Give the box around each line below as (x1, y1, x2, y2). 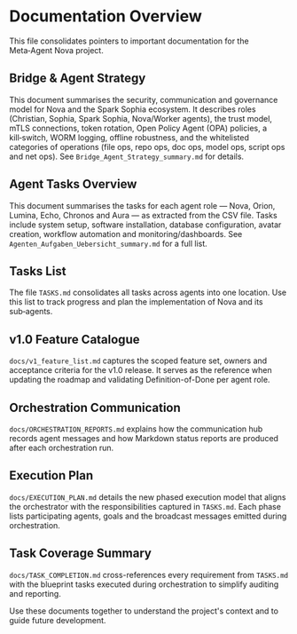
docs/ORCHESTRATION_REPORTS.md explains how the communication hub (9, 424, 263, 434)
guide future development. (9, 614, 106, 625)
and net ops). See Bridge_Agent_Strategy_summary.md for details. (9, 151, 245, 162)
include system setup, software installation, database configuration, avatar (9, 219, 282, 230)
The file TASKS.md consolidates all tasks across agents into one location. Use (9, 287, 287, 298)
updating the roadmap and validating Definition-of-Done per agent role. (9, 375, 270, 385)
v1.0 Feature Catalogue (9, 331, 140, 347)
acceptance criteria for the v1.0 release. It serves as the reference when (9, 365, 272, 376)
